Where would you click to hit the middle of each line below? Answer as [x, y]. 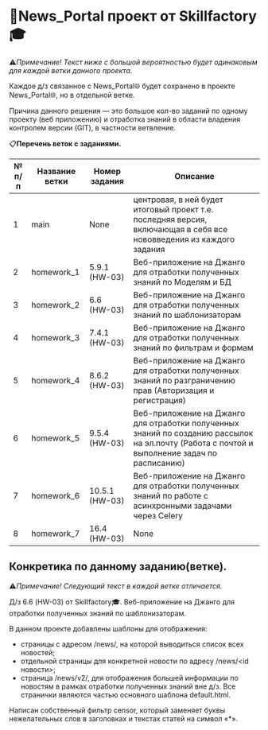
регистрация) [159, 400]
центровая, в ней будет [178, 200]
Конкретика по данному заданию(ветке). [118, 567]
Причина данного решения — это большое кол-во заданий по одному [128, 111]
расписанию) [159, 463]
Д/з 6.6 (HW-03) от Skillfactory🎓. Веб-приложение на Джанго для [122, 602]
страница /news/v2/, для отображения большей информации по [130, 678]
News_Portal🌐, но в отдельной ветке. [72, 95]
